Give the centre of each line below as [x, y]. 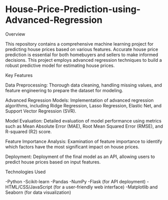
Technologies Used [25, 172]
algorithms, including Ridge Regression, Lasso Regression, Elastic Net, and [83, 105]
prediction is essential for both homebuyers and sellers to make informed [82, 55]
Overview [15, 34]
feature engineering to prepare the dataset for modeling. [64, 90]
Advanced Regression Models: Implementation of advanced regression [79, 100]
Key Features [19, 75]
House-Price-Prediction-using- [73, 9]
